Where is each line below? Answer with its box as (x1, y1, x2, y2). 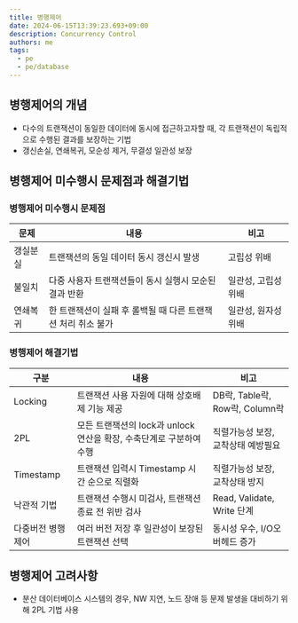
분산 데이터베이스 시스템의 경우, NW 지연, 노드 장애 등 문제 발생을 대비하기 (21, 594, 279, 604)
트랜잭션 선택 (76, 535, 129, 548)
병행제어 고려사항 (9, 569, 98, 584)
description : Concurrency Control (9, 29, 137, 38)
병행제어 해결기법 (9, 347, 79, 359)
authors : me (9, 37, 53, 47)
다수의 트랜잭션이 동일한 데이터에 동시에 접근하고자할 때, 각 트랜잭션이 (21, 122, 264, 133)
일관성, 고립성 (227, 274, 282, 287)
